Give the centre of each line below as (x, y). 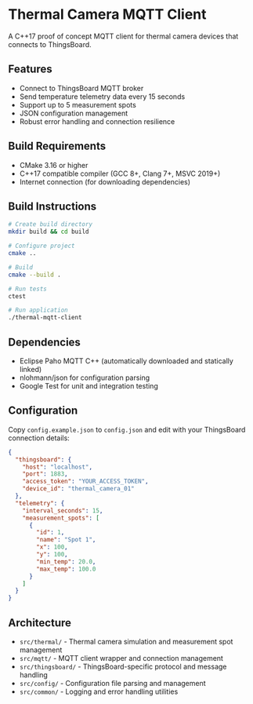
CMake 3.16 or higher (54, 165)
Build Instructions (52, 206)
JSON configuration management (74, 113)
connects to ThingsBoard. (50, 44)
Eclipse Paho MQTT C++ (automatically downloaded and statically (126, 361)
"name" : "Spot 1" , (66, 540)
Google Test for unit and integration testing (89, 385)
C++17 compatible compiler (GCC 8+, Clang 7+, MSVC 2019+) (120, 173)
